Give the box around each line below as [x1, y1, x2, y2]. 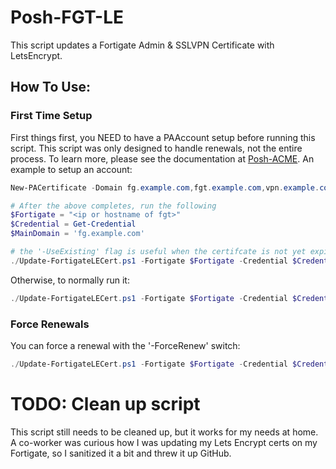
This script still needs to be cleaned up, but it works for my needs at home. [10, 426, 319, 438]
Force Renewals [10, 317, 90, 331]
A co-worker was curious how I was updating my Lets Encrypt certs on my [10, 436, 318, 448]
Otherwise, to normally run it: [10, 274, 130, 286]
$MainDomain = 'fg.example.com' [10, 229, 145, 239]
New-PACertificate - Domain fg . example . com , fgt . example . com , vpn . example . [10, 182, 320, 193]
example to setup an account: [10, 163, 133, 175]
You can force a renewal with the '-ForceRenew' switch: [10, 339, 241, 351]
